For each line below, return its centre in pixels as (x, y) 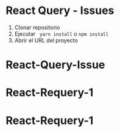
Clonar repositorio (37, 27)
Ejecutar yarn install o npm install (62, 33)
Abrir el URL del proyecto (46, 40)
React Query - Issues (60, 11)
